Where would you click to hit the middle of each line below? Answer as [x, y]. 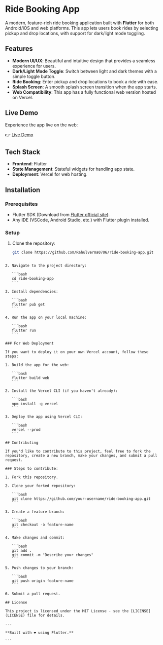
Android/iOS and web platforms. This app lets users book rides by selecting [82, 28]
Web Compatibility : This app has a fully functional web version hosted [84, 92]
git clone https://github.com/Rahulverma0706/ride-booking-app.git [83, 253]
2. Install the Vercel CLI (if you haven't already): [62, 391]
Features [19, 49]
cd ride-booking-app [33, 279]
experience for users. [34, 66]
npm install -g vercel [35, 404]
